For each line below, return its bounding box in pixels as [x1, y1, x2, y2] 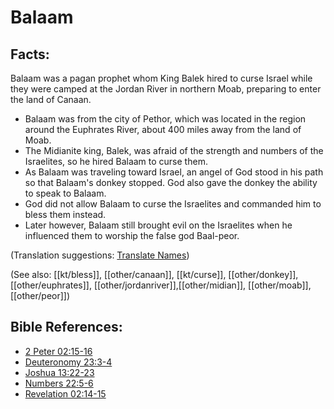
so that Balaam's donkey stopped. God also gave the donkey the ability [24, 177, 318, 188]
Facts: [10, 46, 50, 63]
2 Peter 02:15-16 [24, 345, 93, 357]
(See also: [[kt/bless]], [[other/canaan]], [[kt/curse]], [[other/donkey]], [10, 269, 299, 280]
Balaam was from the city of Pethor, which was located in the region [24, 113, 307, 125]
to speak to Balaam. [24, 187, 107, 199]
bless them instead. [24, 209, 107, 220]
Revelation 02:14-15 [24, 387, 107, 400]
